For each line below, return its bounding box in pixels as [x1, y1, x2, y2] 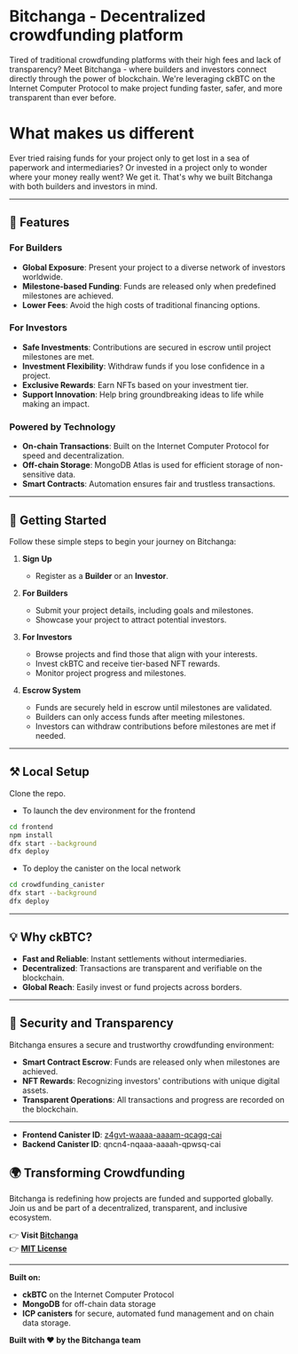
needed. [35, 730, 67, 740]
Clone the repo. [9, 788, 67, 798]
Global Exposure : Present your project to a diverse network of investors [21, 262, 286, 273]
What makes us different [9, 123, 195, 144]
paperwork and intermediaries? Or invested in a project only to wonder [9, 162, 268, 172]
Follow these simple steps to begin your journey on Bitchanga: [9, 535, 237, 547]
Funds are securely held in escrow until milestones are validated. [35, 701, 272, 712]
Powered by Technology [9, 420, 116, 432]
